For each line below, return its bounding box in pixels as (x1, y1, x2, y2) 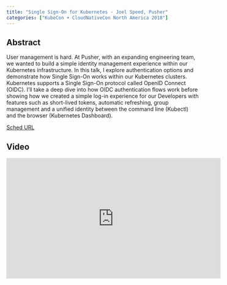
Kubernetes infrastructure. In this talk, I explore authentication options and (6, 67, 194, 74)
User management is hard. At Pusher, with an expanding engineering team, (6, 53, 196, 61)
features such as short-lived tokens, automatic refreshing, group (6, 99, 169, 106)
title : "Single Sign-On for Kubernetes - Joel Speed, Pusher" (6, 9, 168, 15)
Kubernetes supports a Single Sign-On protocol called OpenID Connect (6, 80, 186, 87)
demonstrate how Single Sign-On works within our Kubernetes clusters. (6, 73, 187, 80)
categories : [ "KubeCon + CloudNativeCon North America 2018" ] (6, 15, 168, 21)
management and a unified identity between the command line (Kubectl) (6, 105, 188, 113)
